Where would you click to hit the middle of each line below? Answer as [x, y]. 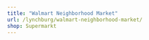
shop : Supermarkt [32, 26]
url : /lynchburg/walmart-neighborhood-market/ [75, 20]
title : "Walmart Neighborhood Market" [62, 13]
